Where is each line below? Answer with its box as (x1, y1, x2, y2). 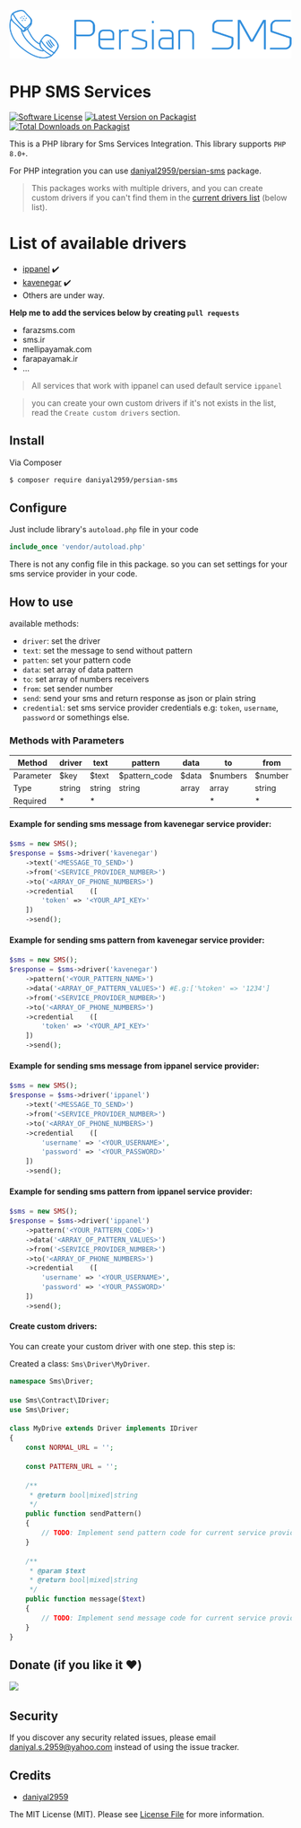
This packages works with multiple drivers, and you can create (30, 182, 263, 193)
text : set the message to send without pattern (21, 645, 193, 655)
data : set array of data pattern (21, 664, 133, 674)
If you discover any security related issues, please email (9, 1732, 217, 1743)
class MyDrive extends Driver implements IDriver (9, 1424, 199, 1433)
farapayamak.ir (21, 353, 79, 364)
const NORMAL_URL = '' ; (25, 1443, 115, 1453)
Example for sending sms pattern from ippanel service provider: (9, 1186, 253, 1197)
